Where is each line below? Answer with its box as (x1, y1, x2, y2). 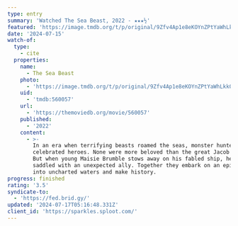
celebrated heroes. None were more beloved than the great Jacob (33, 149, 230, 156)
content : (20, 129, 46, 136)
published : (20, 115, 52, 123)
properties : (13, 57, 50, 64)
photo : (20, 76, 40, 84)
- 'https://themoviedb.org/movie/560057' (25, 109, 151, 116)
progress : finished (7, 175, 65, 182)
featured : (7, 23, 37, 30)
